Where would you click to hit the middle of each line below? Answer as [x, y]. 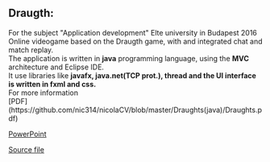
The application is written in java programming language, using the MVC [129, 58]
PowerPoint [27, 134]
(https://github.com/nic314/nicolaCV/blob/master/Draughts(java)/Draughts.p [135, 110]
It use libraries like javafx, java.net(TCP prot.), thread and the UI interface [132, 75]
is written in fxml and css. [52, 84]
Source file [26, 149]
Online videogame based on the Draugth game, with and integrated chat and [136, 41]
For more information [44, 93]
